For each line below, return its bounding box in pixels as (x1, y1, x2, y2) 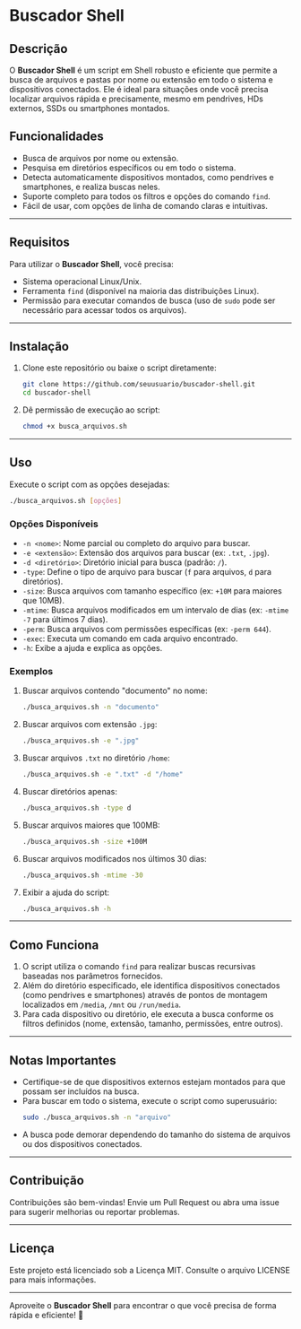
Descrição (9, 41, 68, 56)
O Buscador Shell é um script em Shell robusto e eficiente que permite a (9, 65, 278, 75)
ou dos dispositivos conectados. (21, 1138, 142, 1149)
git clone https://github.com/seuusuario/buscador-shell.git (21, 380, 256, 389)
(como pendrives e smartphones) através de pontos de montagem (21, 990, 268, 1001)
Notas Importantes (9, 1053, 116, 1068)
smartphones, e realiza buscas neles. (21, 181, 161, 192)
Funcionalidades (9, 129, 105, 144)
